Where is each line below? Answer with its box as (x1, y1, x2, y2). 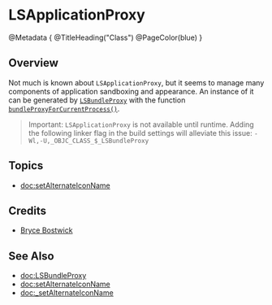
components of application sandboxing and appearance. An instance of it (8, 86, 254, 96)
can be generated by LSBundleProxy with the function (8, 95, 186, 105)
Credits (8, 203, 47, 217)
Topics (8, 159, 44, 172)
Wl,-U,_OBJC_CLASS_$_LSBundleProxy (28, 137, 149, 145)
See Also (8, 249, 54, 263)
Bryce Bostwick (19, 225, 73, 235)
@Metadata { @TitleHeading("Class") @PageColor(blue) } (8, 33, 203, 42)
